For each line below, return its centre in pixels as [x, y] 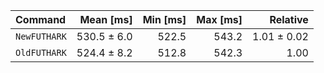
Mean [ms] [106, 19]
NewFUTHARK [41, 36]
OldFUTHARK [41, 52]
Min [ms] [164, 19]
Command [41, 19]
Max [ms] [219, 19]
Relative [289, 19]
